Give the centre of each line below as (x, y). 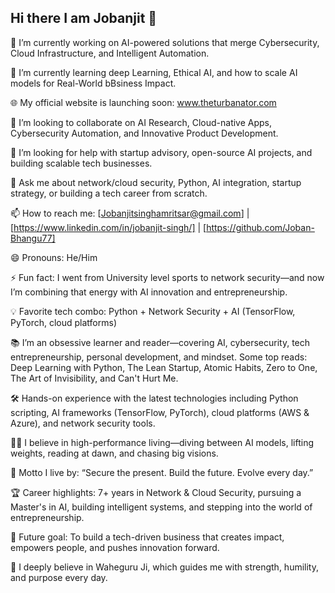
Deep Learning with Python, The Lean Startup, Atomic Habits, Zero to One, (164, 367)
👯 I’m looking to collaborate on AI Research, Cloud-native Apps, (141, 122)
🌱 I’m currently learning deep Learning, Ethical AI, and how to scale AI (154, 72)
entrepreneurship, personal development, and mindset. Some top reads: (159, 357)
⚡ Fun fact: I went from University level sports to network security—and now (167, 277)
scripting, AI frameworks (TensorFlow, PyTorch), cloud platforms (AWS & (160, 412)
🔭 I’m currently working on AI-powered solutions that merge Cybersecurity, (165, 42)
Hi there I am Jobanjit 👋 (84, 18)
